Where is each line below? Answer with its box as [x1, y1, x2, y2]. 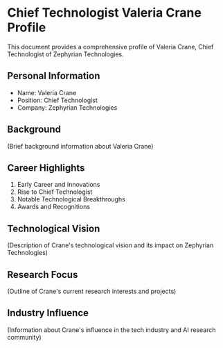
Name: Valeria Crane [17, 88, 77, 97]
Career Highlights [7, 162, 85, 174]
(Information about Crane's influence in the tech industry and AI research [7, 325, 216, 334]
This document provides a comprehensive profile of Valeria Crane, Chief [7, 42, 214, 51]
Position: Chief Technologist [17, 96, 98, 104]
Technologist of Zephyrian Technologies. [7, 50, 124, 58]
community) [7, 333, 42, 341]
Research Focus [7, 269, 78, 281]
